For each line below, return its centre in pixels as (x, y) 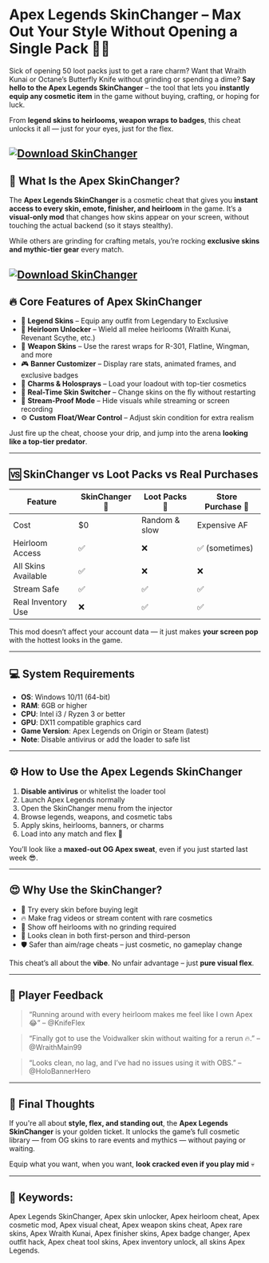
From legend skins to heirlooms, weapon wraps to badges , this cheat (125, 120)
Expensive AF (222, 525)
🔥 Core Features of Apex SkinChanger (106, 301)
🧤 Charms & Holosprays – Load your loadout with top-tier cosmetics (133, 384)
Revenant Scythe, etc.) (58, 338)
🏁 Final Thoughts (52, 1104)
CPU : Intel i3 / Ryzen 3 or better (73, 714)
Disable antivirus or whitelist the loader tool (93, 791)
